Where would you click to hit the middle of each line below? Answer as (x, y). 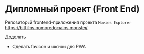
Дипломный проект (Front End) (72, 9)
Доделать (15, 37)
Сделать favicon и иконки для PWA (49, 46)
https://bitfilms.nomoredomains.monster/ (46, 27)
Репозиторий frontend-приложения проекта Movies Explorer (68, 22)
